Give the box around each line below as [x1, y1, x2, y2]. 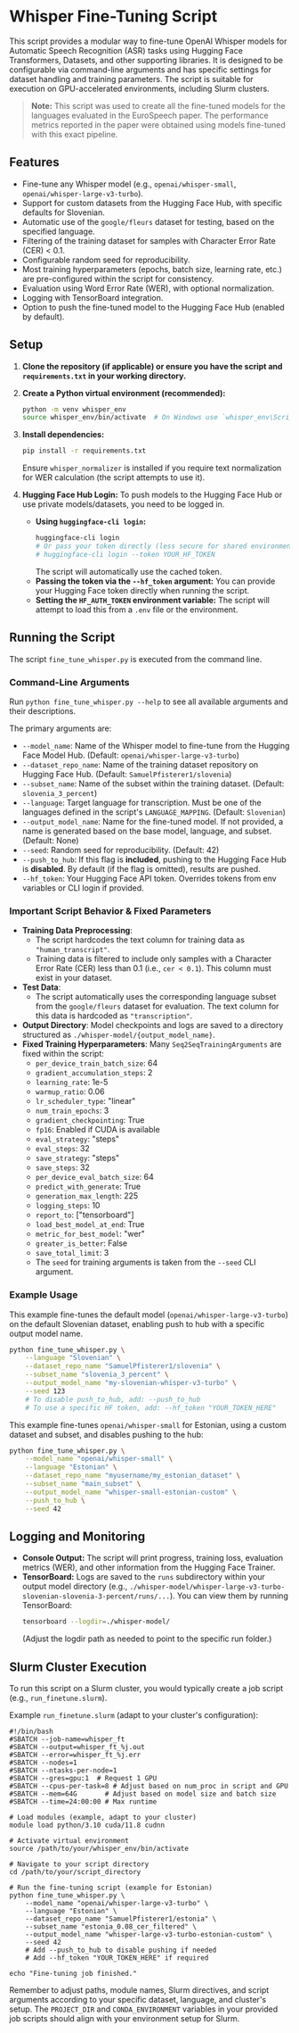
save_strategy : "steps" [35, 1153, 120, 1164]
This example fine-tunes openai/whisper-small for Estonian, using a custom [9, 1419, 287, 1430]
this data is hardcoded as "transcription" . [35, 1010, 193, 1021]
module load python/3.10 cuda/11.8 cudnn [9, 1821, 166, 1830]
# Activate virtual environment [9, 1837, 129, 1846]
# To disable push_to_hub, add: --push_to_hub [25, 1395, 201, 1404]
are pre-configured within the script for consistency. [21, 273, 214, 284]
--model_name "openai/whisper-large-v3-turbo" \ [25, 1899, 209, 1908]
